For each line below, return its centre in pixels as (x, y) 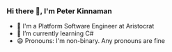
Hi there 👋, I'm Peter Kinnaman (60, 11)
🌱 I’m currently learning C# (55, 33)
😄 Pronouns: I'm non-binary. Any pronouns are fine (91, 41)
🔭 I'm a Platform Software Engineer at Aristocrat (85, 26)
